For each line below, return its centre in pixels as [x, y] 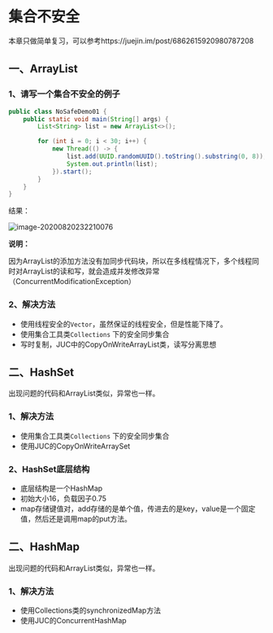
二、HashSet [41, 372]
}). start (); [72, 172]
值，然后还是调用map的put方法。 [76, 518]
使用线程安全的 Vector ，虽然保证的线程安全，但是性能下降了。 [123, 324]
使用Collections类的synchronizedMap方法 [90, 610]
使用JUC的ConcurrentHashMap [74, 621]
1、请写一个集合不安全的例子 [64, 94]
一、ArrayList [43, 69]
